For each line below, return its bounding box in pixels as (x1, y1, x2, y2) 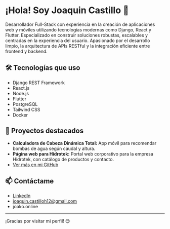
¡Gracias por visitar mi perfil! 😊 (5, 218, 70, 224)
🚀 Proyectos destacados (5, 127, 84, 135)
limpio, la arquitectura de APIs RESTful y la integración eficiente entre (5, 43, 150, 49)
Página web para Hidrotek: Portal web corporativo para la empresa (12, 150, 153, 157)
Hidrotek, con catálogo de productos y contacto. (12, 156, 114, 162)
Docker (12, 111, 28, 118)
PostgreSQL (12, 101, 38, 107)
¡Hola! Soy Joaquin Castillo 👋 (5, 5, 129, 16)
